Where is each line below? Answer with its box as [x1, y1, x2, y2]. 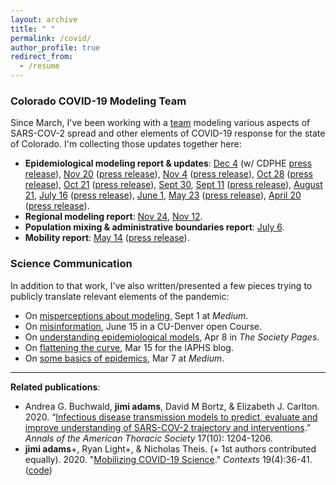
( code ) [24, 464, 53, 476]
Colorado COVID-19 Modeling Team [10, 94, 187, 108]
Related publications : [10, 381, 101, 393]
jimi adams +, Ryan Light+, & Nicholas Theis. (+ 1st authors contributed [24, 442, 317, 455]
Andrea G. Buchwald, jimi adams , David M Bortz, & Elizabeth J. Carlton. [24, 400, 320, 412]
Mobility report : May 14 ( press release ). [24, 232, 190, 244]
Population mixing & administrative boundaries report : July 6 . [24, 221, 285, 233]
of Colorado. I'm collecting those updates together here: [10, 138, 242, 150]
